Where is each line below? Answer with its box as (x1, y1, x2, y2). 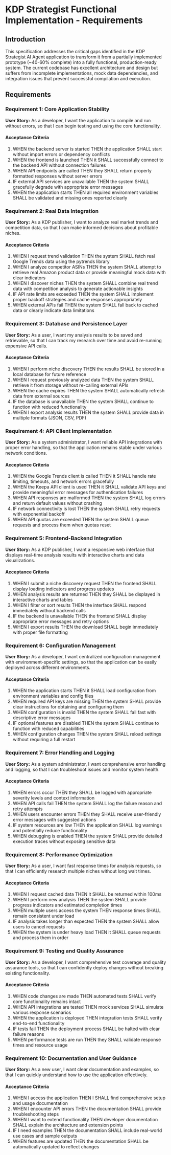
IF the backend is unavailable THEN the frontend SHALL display (12, 613, 147, 619)
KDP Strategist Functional (5, 4, 117, 15)
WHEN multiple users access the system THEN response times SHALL (12, 907, 161, 914)
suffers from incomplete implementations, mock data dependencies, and (5, 70, 158, 76)
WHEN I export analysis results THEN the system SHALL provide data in (12, 409, 164, 415)
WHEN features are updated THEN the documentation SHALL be (12, 1138, 149, 1144)
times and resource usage (12, 1042, 68, 1048)
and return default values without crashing (12, 500, 102, 506)
